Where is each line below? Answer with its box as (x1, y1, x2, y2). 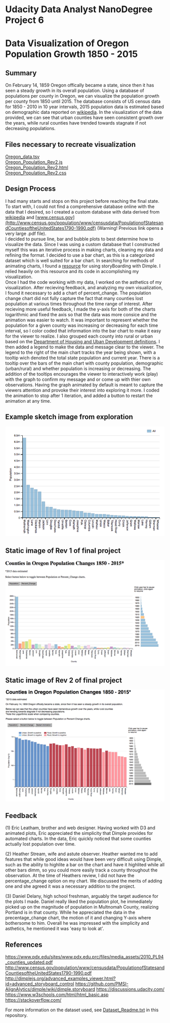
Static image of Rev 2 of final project (5, 676, 122, 685)
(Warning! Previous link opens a (97, 225, 163, 231)
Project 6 (5, 14, 44, 26)
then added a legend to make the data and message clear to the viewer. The (5, 344, 164, 350)
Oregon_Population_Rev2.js (5, 159, 63, 165)
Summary (5, 69, 37, 77)
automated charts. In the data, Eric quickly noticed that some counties (5, 835, 151, 842)
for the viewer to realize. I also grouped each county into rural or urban (5, 333, 153, 339)
